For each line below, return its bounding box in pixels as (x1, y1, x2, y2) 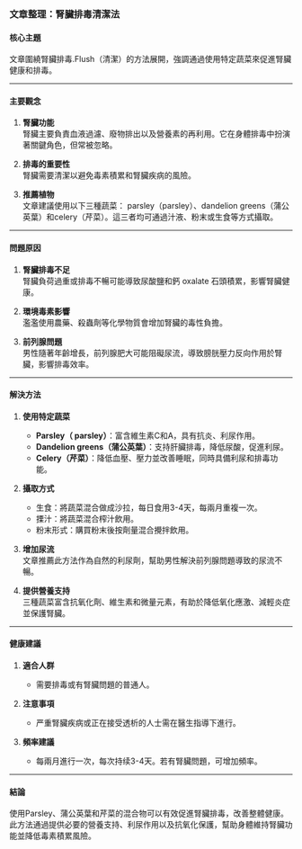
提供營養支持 (22, 585, 70, 595)
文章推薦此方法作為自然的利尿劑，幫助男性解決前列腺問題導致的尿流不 (22, 555, 283, 566)
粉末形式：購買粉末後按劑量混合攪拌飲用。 (35, 524, 194, 535)
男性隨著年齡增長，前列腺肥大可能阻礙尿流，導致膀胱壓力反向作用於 (22, 347, 275, 358)
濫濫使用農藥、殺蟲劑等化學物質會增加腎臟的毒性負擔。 (22, 317, 227, 327)
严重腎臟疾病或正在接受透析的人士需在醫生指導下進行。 (35, 717, 241, 728)
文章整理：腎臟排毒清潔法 (9, 7, 120, 20)
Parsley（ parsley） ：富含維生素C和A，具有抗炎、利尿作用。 (35, 430, 261, 441)
